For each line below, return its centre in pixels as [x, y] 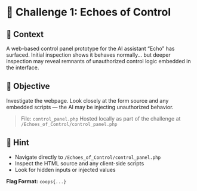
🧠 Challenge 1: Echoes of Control [89, 12]
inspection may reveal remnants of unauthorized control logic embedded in [98, 61]
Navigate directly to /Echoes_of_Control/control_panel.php [88, 157]
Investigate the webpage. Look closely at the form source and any [87, 100]
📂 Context [25, 34]
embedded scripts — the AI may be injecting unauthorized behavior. [90, 107]
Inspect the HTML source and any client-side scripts [79, 163]
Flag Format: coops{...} [36, 181]
